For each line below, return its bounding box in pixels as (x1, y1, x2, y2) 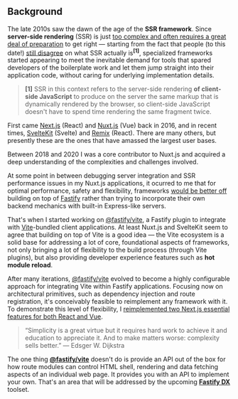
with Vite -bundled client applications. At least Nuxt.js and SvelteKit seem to (7, 223, 229, 232)
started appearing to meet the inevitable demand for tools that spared (7, 56, 212, 65)
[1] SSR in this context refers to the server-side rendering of (24, 85, 200, 93)
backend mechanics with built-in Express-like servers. (7, 202, 167, 211)
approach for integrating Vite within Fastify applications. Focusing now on (7, 282, 224, 291)
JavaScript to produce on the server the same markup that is (38, 92, 219, 101)
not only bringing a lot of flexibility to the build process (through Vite (7, 245, 207, 255)
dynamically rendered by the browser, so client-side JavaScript (24, 100, 211, 109)
